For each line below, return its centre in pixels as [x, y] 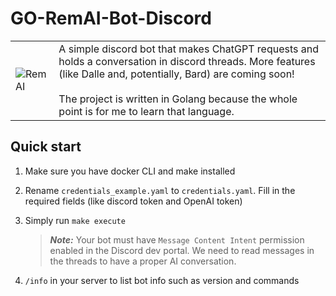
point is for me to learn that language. [146, 111]
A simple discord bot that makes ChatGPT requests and [188, 49]
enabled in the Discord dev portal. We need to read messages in [182, 250]
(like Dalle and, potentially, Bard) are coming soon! [176, 74]
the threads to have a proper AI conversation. [143, 261]
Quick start [46, 147]
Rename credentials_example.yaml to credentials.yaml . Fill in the [160, 190]
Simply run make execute [75, 220]
